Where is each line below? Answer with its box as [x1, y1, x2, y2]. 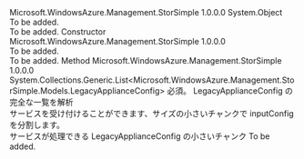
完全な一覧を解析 [9, 97, 74, 107]
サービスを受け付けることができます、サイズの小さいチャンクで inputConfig [9, 108, 294, 119]
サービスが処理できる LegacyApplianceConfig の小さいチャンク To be [9, 131, 270, 142]
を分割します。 [9, 120, 66, 130]
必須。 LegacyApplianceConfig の [167, 85, 293, 96]
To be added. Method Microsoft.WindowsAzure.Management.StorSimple [9, 55, 282, 65]
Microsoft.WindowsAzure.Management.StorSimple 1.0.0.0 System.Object [9, 7, 283, 17]
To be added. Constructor [9, 26, 106, 37]
